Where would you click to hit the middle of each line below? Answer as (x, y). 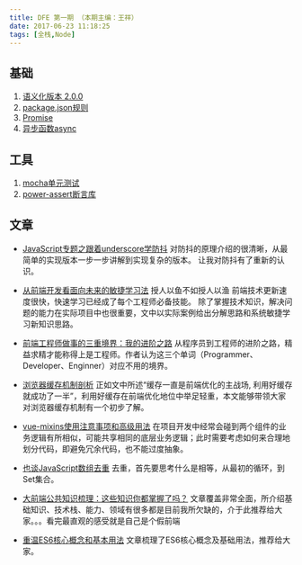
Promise (38, 118)
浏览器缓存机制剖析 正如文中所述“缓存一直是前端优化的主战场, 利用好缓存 (157, 384)
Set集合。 (40, 479)
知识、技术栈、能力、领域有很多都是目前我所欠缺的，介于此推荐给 (152, 509)
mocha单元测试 (51, 183)
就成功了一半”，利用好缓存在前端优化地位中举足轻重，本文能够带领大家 (154, 396)
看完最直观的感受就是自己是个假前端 (113, 520)
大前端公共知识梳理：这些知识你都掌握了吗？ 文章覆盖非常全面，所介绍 (153, 498)
